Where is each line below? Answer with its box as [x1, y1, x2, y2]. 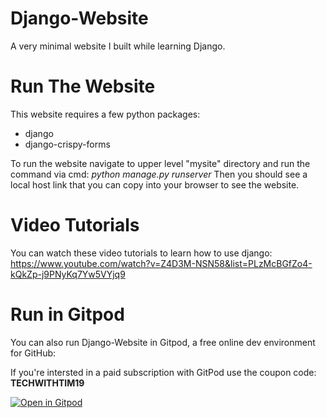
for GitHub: [10, 347, 57, 359]
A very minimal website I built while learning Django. [10, 40, 226, 52]
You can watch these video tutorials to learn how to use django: [10, 247, 273, 259]
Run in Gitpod [10, 303, 125, 326]
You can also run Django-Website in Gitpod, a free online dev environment [10, 336, 316, 348]
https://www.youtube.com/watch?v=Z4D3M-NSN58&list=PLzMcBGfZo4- [10, 257, 313, 269]
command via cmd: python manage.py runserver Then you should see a [10, 168, 308, 180]
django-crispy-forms [24, 138, 111, 150]
